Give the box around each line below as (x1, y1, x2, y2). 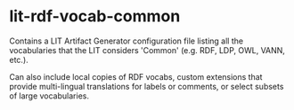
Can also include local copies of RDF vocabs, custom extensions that (9, 71, 263, 82)
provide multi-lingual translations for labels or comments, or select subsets (9, 81, 284, 91)
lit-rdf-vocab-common (9, 6, 181, 27)
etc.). (9, 54, 29, 65)
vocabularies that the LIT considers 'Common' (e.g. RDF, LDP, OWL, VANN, (9, 44, 285, 55)
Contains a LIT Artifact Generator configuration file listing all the (9, 35, 243, 46)
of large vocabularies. (9, 90, 89, 101)
